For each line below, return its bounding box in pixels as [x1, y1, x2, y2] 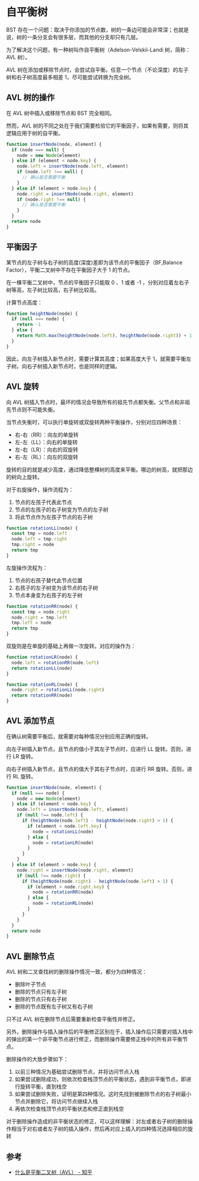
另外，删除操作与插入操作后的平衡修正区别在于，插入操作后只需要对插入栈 [6, 1028, 188, 1035]
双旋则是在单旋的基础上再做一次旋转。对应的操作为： [6, 643, 136, 649]
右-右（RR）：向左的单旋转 [14, 431, 79, 438]
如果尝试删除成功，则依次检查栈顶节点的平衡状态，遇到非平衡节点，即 [14, 1075, 187, 1083]
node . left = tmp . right [11, 536, 68, 542]
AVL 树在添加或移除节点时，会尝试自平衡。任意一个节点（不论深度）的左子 [6, 66, 189, 73]
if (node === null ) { [11, 146, 65, 153]
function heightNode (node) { [6, 311, 78, 317]
